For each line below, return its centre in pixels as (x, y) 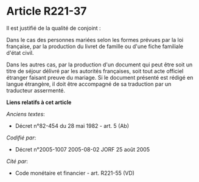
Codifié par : (21, 138)
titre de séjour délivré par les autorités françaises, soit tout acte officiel (95, 71)
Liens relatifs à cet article (39, 102)
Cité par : (17, 161)
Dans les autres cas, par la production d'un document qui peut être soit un (100, 65)
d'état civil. (20, 52)
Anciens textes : (26, 114)
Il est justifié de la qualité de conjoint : (54, 28)
